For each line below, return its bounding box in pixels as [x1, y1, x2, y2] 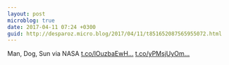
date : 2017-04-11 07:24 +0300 [7, 23, 97, 30]
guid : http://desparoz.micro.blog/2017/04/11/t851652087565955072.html [7, 30, 222, 37]
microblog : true [7, 17, 55, 24]
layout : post [7, 10, 46, 18]
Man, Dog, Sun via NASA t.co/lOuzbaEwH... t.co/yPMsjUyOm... [7, 49, 190, 58]
